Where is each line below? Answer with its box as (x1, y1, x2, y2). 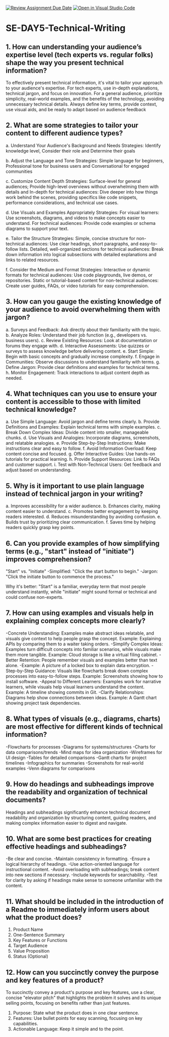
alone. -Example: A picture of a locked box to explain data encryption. (6, 662, 150, 668)
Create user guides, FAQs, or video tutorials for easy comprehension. (6, 282, 149, 289)
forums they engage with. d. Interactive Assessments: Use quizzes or (6, 343, 150, 349)
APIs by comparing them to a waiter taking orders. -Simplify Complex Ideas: (6, 641, 163, 647)
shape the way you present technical (6, 58, 124, 67)
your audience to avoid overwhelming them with (6, 305, 160, 314)
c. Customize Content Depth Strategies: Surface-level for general (6, 178, 141, 184)
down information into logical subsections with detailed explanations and (6, 251, 157, 257)
